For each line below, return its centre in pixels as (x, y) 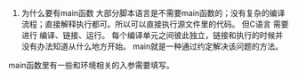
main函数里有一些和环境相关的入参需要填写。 (91, 65)
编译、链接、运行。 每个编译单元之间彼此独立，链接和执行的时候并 (161, 35)
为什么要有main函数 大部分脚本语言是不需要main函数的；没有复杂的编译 (153, 13)
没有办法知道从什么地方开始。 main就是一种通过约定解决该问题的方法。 (152, 46)
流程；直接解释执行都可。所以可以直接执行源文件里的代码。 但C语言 (146, 24)
